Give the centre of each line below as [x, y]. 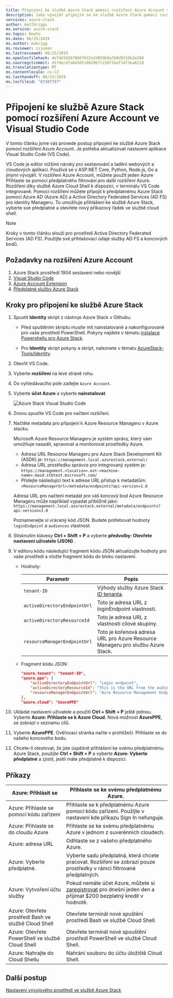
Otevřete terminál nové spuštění [105, 914]
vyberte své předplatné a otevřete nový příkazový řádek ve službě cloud [82, 208]
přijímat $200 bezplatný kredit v [105, 896]
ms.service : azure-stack [32, 29]
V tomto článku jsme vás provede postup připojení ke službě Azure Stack [83, 143]
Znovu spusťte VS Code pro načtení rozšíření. [61, 413]
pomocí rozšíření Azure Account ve [83, 118]
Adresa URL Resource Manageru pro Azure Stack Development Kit [91, 454]
